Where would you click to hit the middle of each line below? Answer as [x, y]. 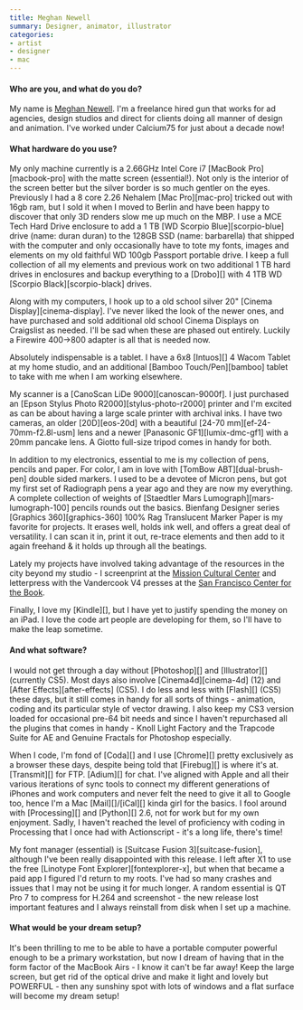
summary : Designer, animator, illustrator [90, 26]
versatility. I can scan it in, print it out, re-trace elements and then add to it [147, 537]
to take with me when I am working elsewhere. [96, 377]
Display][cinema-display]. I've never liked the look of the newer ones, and [147, 311]
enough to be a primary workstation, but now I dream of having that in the [147, 957]
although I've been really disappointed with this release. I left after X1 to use [151, 859]
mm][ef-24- [249, 423]
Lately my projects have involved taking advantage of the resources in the [147, 564]
